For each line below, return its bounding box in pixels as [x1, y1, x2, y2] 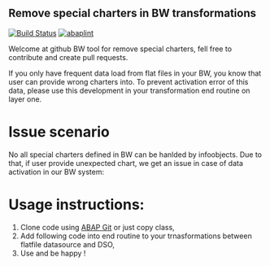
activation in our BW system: [8, 167, 104, 177]
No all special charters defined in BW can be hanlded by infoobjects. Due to [8, 150, 263, 159]
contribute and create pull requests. [8, 52, 128, 62]
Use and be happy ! [20, 248, 86, 258]
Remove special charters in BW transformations [8, 7, 256, 20]
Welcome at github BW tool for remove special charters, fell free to [8, 44, 233, 54]
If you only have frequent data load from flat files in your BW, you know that [8, 68, 262, 78]
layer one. [8, 94, 42, 104]
